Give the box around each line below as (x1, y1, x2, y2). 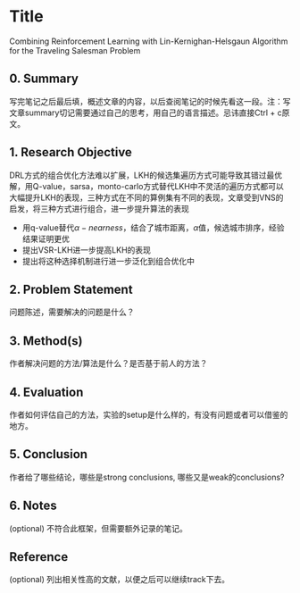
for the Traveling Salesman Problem (9, 45, 141, 55)
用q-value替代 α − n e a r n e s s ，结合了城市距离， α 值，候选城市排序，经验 (21, 221, 285, 233)
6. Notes (9, 498, 57, 514)
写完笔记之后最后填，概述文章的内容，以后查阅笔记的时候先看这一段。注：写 (9, 96, 291, 106)
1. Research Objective (9, 145, 132, 160)
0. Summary (9, 71, 79, 87)
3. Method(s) (9, 333, 83, 348)
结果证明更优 (21, 233, 70, 244)
